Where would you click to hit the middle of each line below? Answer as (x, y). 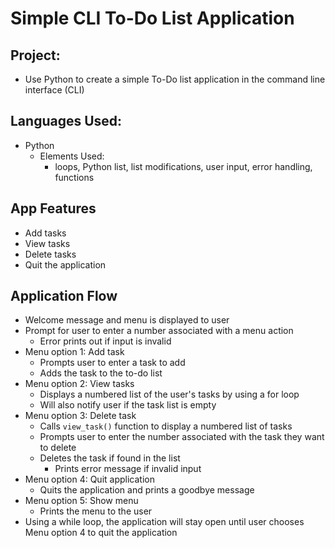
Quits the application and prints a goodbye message (147, 490)
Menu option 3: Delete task (80, 416)
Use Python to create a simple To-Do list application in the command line (175, 79)
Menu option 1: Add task (74, 352)
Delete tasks (50, 254)
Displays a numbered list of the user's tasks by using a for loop (169, 394)
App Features (53, 208)
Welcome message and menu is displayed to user (127, 320)
